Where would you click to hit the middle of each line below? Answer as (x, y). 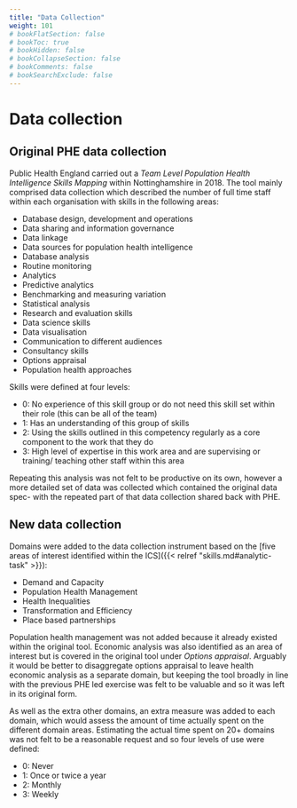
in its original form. (43, 693)
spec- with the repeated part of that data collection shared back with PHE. (145, 496)
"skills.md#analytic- (235, 555)
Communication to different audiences (92, 341)
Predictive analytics (58, 284)
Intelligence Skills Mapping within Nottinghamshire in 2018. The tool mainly (146, 182)
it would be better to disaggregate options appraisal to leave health (132, 665)
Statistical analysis (56, 304)
